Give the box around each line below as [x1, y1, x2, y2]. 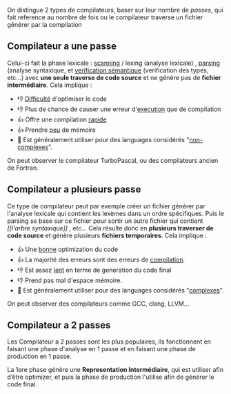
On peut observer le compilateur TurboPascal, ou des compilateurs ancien [7, 156, 219, 164]
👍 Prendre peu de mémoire [17, 126, 97, 134]
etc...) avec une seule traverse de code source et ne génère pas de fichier [7, 73, 221, 81]
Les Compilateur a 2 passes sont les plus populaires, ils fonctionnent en [7, 337, 212, 346]
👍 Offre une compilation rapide [17, 115, 107, 124]
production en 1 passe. [7, 352, 72, 361]
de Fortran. [7, 164, 39, 172]
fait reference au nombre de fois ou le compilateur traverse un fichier [7, 13, 203, 21]
